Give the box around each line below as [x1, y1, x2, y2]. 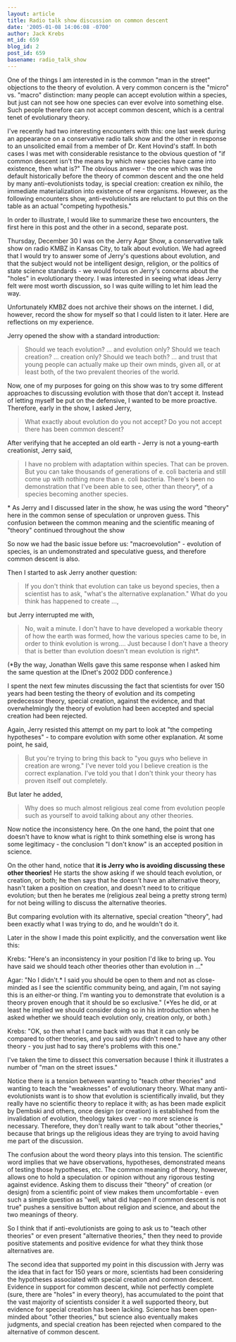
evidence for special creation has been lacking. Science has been [7, 1305, 199, 1313]
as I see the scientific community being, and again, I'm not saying [30, 983, 221, 991]
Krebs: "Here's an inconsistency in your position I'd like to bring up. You [7, 954, 216, 963]
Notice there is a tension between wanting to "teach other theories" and [7, 1077, 216, 1085]
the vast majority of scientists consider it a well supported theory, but [7, 1298, 209, 1306]
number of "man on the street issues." [7, 1063, 118, 1071]
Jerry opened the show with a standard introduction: [7, 331, 160, 339]
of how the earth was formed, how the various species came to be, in [24, 631, 227, 640]
